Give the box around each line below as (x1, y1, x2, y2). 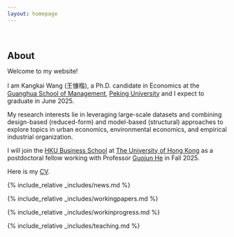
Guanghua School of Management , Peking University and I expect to (7, 89, 205, 97)
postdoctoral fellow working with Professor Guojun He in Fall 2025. (7, 154, 200, 162)
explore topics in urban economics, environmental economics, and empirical (7, 125, 227, 133)
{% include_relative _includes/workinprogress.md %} (7, 208, 161, 216)
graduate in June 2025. (7, 96, 75, 105)
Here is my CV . (7, 167, 50, 175)
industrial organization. (7, 133, 73, 141)
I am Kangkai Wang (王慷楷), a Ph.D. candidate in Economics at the (7, 81, 200, 90)
